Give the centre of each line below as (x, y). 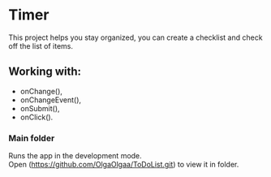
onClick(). (37, 117)
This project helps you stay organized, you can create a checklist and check (135, 37)
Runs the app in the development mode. (75, 156)
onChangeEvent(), (51, 100)
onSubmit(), (40, 108)
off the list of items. (41, 45)
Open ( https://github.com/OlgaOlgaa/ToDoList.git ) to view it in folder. (124, 165)
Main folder (32, 138)
